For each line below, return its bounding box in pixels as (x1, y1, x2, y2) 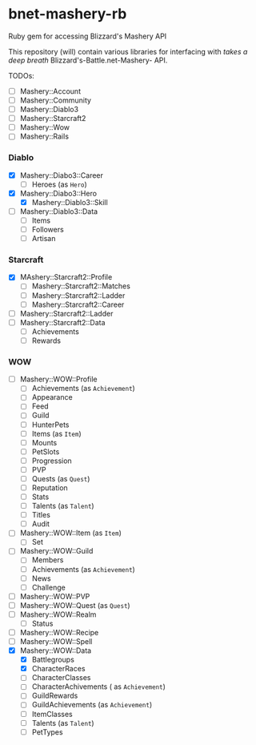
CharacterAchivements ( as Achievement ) (31, 682, 166, 691)
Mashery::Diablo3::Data (19, 206, 98, 216)
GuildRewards (31, 691, 78, 701)
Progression (31, 456, 72, 465)
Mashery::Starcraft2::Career (31, 300, 125, 309)
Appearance (31, 393, 74, 402)
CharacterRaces (31, 664, 86, 674)
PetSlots (31, 446, 60, 457)
